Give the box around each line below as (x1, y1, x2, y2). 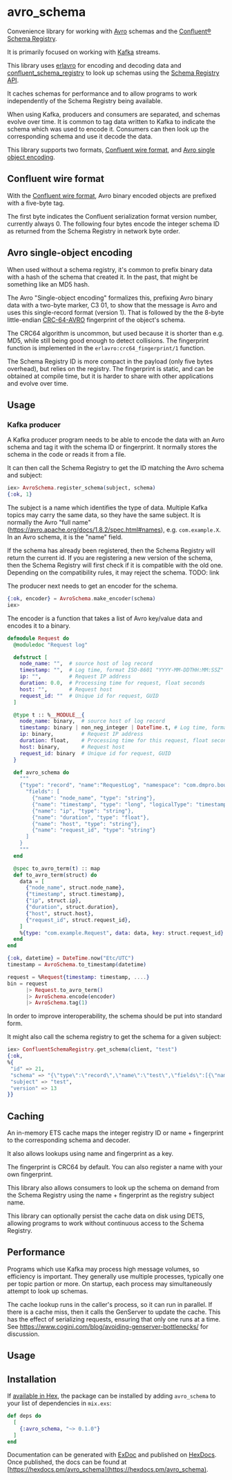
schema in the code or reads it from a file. (7, 451, 126, 459)
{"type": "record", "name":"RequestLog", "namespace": (19, 782, 181, 789)
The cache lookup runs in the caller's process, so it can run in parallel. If (7, 1300, 213, 1308)
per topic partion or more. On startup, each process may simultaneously (7, 1279, 213, 1288)
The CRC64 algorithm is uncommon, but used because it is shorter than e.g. (7, 329, 224, 337)
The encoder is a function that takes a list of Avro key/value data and (7, 614, 202, 622)
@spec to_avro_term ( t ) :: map (13, 865, 100, 872)
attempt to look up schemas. (7, 1287, 88, 1295)
